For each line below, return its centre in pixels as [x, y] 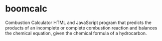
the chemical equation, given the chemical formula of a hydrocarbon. [76, 33]
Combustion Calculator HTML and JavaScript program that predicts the [79, 22]
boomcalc [26, 9]
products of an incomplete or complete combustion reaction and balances [81, 27]
